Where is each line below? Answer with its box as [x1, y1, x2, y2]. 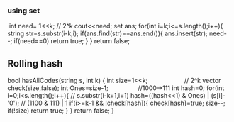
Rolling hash [7, 57, 63, 70]
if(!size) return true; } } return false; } [7, 106, 115, 115]
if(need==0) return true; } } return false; [13, 37, 130, 45]
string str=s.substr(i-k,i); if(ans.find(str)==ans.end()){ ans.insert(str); [7, 29, 208, 38]
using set [7, 6, 40, 16]
